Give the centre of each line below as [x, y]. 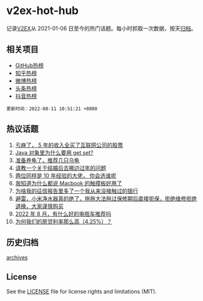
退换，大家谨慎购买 [39, 206]
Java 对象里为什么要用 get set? [54, 152]
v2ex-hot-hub [43, 11]
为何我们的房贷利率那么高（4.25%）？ [63, 221]
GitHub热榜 [29, 65]
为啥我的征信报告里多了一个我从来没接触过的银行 [77, 191]
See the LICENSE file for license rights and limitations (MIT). [82, 292]
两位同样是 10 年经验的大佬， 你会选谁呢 [66, 176]
